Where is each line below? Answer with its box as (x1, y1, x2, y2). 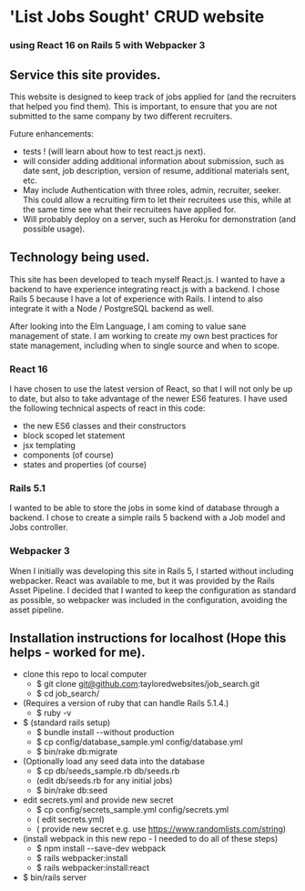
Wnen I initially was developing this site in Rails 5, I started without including (9, 565, 294, 576)
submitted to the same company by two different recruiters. (9, 110, 233, 121)
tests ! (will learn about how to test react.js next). (22, 146, 207, 157)
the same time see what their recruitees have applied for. (22, 203, 237, 215)
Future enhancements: (9, 128, 94, 138)
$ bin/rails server (22, 872, 87, 883)
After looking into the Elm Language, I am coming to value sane (9, 321, 247, 332)
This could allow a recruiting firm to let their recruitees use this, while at (22, 194, 291, 205)
